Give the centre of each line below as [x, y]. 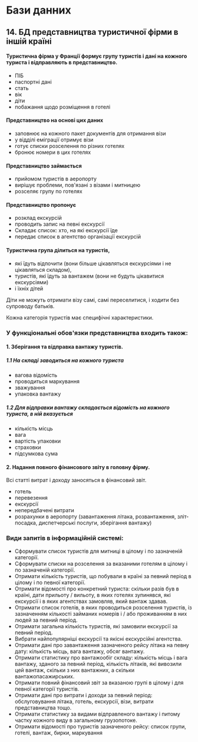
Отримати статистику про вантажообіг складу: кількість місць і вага [101, 657]
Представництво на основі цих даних [55, 120]
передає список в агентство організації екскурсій [78, 237]
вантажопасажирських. [44, 676]
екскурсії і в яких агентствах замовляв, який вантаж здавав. [91, 601]
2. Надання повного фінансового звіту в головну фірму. [78, 467]
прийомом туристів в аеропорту [56, 179]
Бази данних [39, 10]
